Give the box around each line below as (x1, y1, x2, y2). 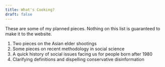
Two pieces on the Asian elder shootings (12, 40, 97, 46)
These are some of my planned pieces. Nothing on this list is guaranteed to (5, 25, 160, 31)
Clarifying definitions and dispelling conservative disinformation (12, 56, 144, 62)
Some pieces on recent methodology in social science (12, 46, 125, 52)
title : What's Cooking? (5, 7, 55, 12)
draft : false (5, 12, 33, 17)
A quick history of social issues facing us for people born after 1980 (12, 51, 153, 57)
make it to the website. (5, 31, 52, 37)
